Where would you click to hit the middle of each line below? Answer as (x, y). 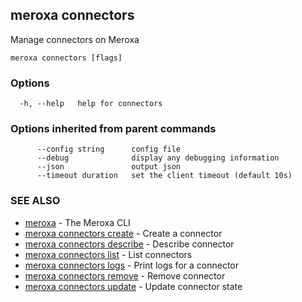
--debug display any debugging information (158, 158)
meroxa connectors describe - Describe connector (129, 244)
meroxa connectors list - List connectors (108, 254)
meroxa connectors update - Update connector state (133, 286)
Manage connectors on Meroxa (75, 39)
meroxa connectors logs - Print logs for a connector (131, 265)
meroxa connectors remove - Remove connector (125, 275)
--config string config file (109, 149)
